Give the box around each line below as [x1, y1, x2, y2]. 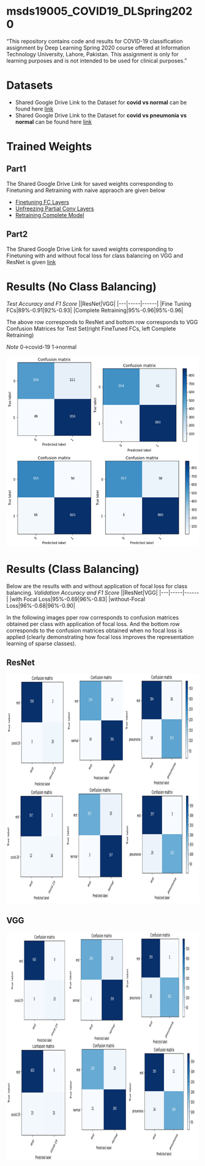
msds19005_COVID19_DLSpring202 [6, 4, 193, 18]
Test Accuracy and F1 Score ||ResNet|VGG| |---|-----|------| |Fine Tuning [6, 300, 192, 307]
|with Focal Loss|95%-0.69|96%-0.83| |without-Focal [9, 595, 146, 603]
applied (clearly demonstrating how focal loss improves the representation [6, 633, 194, 640]
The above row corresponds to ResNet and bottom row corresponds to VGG [6, 318, 198, 325]
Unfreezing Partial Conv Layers [15, 205, 94, 212]
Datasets [6, 78, 53, 92]
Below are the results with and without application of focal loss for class [6, 582, 188, 589]
